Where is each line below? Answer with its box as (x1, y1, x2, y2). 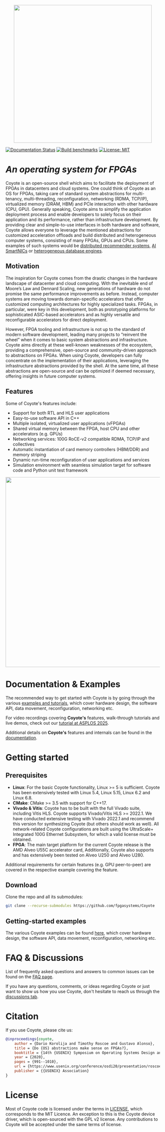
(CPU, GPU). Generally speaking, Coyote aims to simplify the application (5, 206, 151, 212)
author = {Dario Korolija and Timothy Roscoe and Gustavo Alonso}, (14, 1041, 155, 1046)
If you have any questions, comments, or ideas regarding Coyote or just (5, 983, 150, 989)
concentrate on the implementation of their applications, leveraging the (5, 357, 149, 363)
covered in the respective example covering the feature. (5, 867, 119, 873)
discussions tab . (5, 993, 39, 1000)
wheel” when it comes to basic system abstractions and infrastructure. (5, 336, 148, 343)
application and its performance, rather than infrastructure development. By (5, 216, 159, 223)
